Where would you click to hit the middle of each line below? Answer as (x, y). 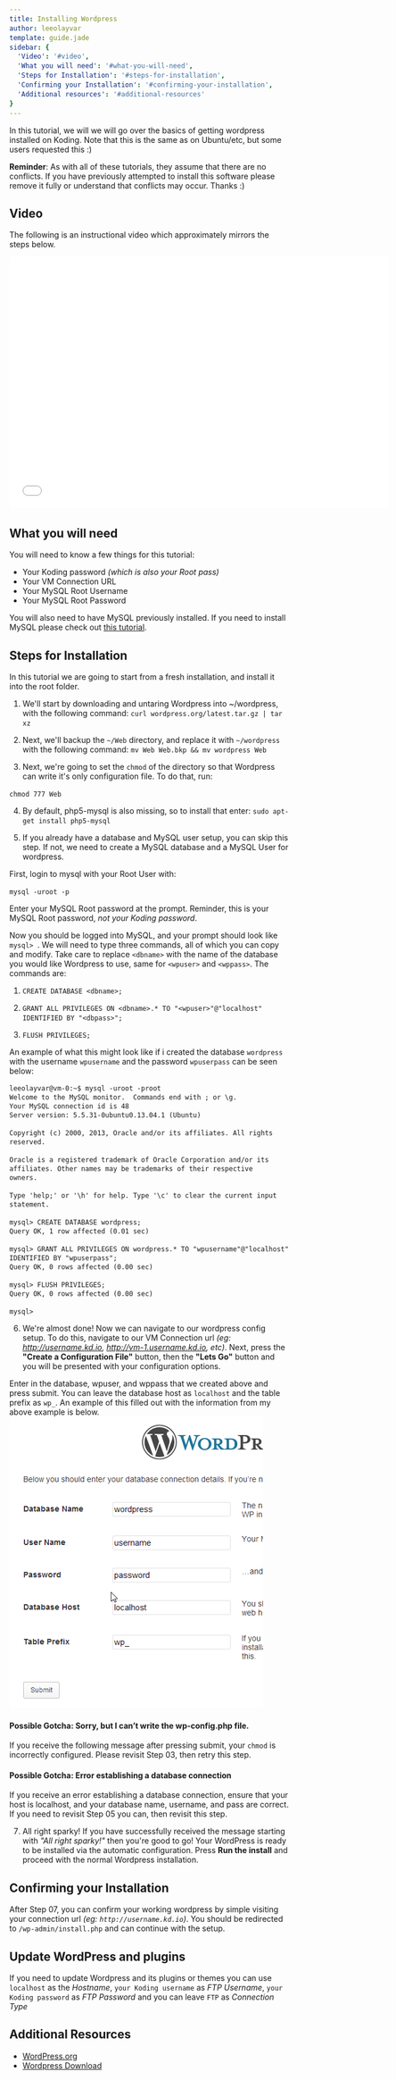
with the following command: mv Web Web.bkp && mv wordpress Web (144, 749)
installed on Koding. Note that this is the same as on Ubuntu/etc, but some (146, 139)
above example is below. (54, 1412)
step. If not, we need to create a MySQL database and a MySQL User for (155, 847)
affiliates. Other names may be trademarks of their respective (131, 1169)
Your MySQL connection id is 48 (69, 1106)
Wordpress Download (62, 2065)
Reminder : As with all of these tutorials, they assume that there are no (138, 166)
